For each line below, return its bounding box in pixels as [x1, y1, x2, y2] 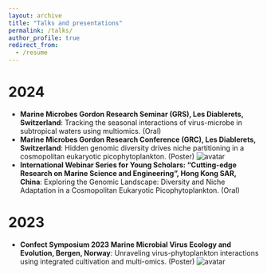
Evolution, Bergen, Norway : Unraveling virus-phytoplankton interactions [19, 248, 259, 257]
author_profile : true [8, 33, 80, 42]
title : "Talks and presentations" [8, 19, 124, 27]
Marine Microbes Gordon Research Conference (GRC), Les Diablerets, [19, 135, 257, 144]
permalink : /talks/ [8, 26, 73, 34]
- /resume [15, 49, 48, 57]
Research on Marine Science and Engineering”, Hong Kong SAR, [19, 168, 237, 178]
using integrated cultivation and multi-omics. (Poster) [19, 256, 195, 266]
